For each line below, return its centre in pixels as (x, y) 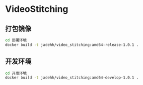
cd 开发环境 (16, 73)
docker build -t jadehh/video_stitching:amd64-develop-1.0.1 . (72, 78)
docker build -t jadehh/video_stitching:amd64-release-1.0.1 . (72, 45)
